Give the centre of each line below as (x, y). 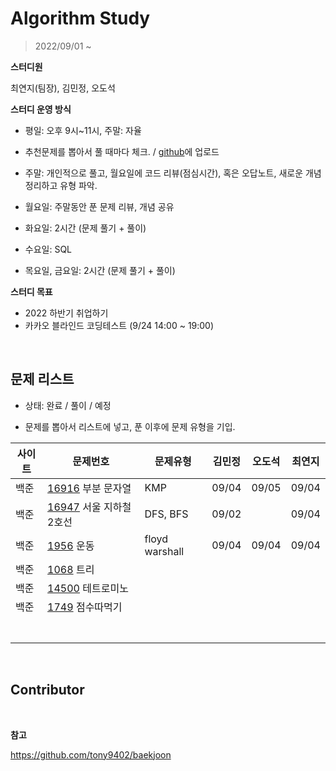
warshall (164, 551)
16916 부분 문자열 (89, 488)
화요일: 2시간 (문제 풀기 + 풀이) (85, 228)
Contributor (47, 690)
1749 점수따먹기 (85, 607)
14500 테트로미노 (88, 588)
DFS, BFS (166, 514)
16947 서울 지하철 (89, 507)
